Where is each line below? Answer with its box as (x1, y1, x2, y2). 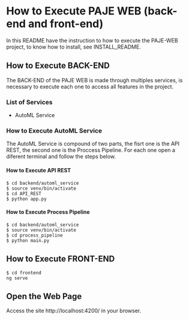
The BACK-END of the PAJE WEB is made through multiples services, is (6, 76, 183, 83)
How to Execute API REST (6, 166, 71, 174)
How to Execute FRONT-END (6, 254, 115, 264)
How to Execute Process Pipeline (6, 208, 90, 216)
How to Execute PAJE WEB (6, 4, 142, 18)
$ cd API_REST (6, 190, 42, 196)
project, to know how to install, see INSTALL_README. (6, 43, 141, 50)
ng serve (6, 275, 28, 281)
